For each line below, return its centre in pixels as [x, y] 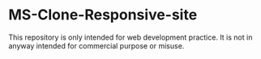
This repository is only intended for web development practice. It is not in [130, 37]
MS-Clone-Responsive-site [103, 15]
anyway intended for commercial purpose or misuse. [96, 45]
